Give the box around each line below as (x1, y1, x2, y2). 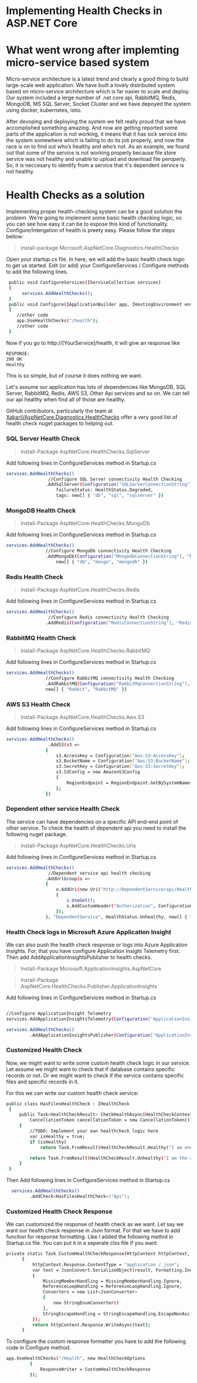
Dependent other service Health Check (6, 805, 120, 813)
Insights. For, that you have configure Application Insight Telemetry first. (6, 947, 181, 954)
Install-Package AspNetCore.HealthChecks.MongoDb (20, 520, 151, 527)
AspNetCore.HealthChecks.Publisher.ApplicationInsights (20, 982, 157, 989)
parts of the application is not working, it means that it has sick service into (6, 130, 188, 137)
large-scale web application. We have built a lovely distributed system (6, 82, 175, 89)
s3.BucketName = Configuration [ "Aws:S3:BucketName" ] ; (56, 758, 191, 764)
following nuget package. (6, 830, 67, 838)
